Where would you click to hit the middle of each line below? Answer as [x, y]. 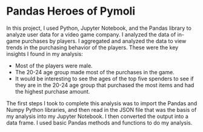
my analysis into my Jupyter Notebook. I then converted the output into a [98, 116]
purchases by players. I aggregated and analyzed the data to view [104, 41]
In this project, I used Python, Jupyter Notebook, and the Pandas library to [99, 28]
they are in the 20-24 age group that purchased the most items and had [105, 85]
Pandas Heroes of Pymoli [71, 11]
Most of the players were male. [54, 66]
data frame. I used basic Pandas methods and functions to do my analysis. [99, 122]
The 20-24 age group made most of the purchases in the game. [95, 72]
